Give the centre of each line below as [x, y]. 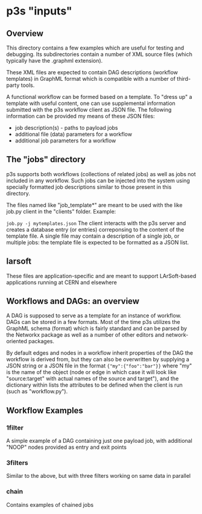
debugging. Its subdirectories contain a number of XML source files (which [99, 54]
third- [184, 79]
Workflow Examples [45, 411]
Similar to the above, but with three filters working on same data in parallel [99, 476]
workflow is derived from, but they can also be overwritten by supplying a [98, 360]
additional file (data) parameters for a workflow [74, 134]
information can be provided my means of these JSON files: [80, 116]
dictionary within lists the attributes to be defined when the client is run [94, 385]
